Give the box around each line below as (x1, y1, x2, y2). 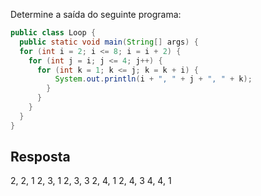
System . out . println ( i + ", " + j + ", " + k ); (54, 74, 253, 84)
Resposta (10, 149, 71, 166)
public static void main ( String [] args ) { (19, 37, 199, 47)
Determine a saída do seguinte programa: (10, 9, 182, 20)
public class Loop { (10, 28, 97, 38)
